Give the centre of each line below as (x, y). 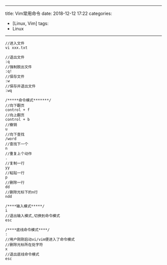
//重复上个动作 (19, 154)
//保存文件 (15, 77)
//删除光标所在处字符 (24, 245)
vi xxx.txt (16, 48)
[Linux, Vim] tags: (30, 23)
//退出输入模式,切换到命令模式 (33, 216)
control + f (17, 110)
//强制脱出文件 (19, 67)
